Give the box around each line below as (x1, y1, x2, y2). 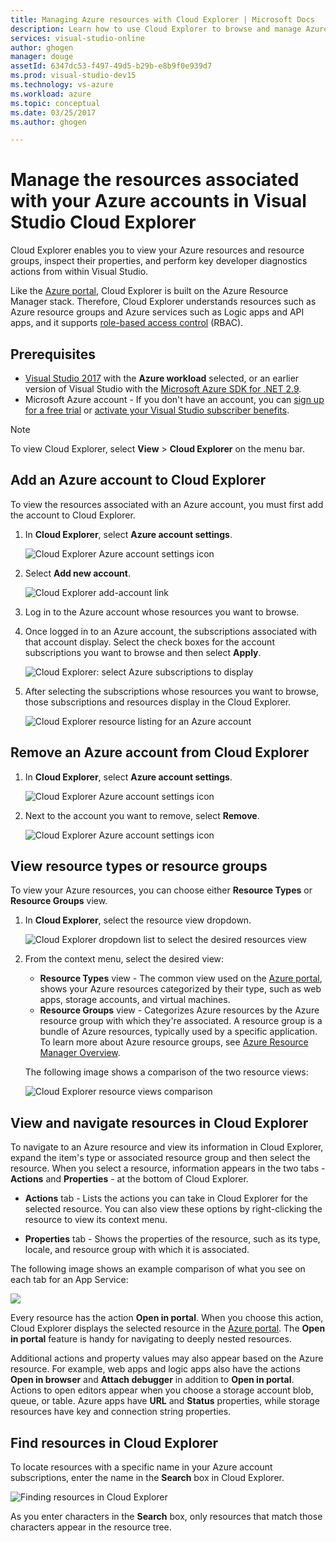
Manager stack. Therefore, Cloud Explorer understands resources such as (10, 296, 317, 308)
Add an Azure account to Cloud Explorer (10, 472, 267, 489)
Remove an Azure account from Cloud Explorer (10, 744, 310, 761)
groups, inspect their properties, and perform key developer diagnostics (10, 255, 308, 267)
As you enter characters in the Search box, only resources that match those (10, 1511, 323, 1523)
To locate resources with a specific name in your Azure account (10, 1461, 273, 1473)
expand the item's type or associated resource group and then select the (10, 1152, 311, 1164)
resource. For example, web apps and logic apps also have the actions (10, 1363, 301, 1375)
